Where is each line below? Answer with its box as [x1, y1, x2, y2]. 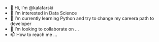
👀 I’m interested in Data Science [10, 10, 77, 16]
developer [10, 20, 31, 26]
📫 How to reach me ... [10, 31, 57, 37]
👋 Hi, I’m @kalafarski [10, 5, 53, 10]
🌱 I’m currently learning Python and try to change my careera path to [10, 15, 154, 21]
